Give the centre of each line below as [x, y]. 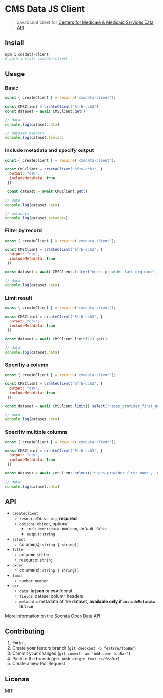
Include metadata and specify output [49, 151]
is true [26, 606]
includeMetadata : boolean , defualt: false [66, 529]
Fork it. [19, 643]
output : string [41, 534]
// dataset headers [25, 133]
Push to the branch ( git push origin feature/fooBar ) [66, 659]
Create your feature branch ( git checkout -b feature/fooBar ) [74, 648]
